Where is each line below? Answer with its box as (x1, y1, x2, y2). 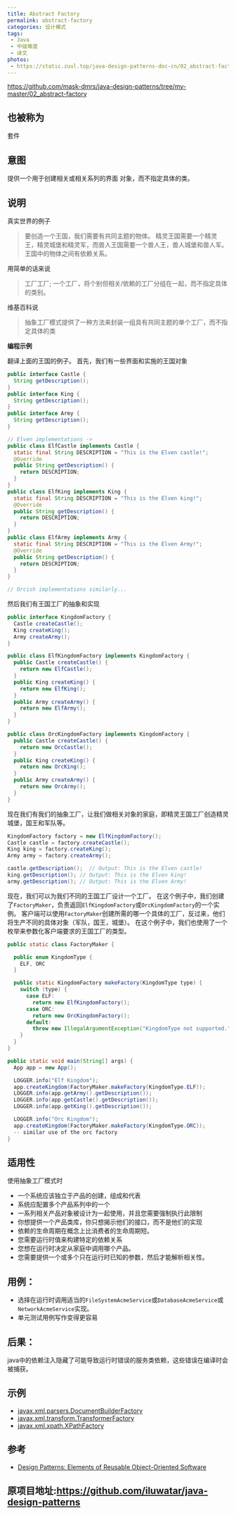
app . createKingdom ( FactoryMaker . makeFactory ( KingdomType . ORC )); (13, 1122, 206, 1129)
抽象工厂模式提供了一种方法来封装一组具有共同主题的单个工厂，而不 (24, 318, 222, 327)
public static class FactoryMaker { (7, 941, 114, 948)
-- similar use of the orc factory (13, 1129, 118, 1136)
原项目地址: (7, 1485, 58, 1497)
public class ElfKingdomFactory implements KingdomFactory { (7, 653, 190, 660)
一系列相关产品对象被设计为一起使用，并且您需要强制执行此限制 (17, 1209, 202, 1218)
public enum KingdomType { (13, 953, 93, 961)
